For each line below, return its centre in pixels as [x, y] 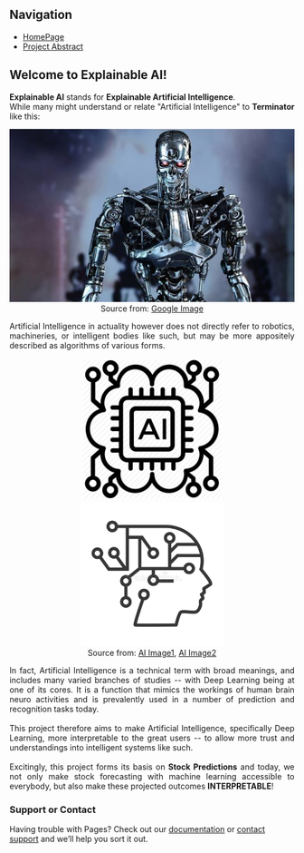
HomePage [43, 36]
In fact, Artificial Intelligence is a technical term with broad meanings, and [152, 670]
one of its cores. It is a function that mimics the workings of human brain [152, 690]
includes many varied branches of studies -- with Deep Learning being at [152, 680]
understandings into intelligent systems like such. [101, 747]
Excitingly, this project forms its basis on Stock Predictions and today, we [152, 767]
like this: [25, 116]
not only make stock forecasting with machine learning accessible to [152, 776]
